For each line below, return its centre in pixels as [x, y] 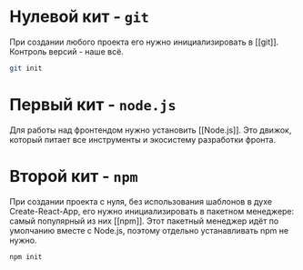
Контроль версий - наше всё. [67, 51]
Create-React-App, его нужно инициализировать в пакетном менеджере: [152, 211]
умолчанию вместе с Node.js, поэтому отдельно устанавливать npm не [149, 230]
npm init [26, 256]
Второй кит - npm [74, 176]
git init [26, 68]
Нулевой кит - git [80, 17]
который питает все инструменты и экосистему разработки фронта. [143, 139]
